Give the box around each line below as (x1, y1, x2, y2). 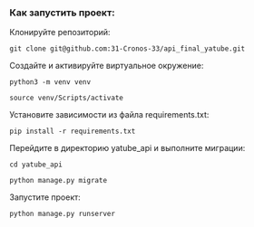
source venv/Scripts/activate (9, 93, 124, 103)
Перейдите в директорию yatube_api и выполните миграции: (9, 143, 246, 154)
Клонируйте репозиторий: (9, 27, 111, 38)
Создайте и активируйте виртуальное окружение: (9, 61, 204, 71)
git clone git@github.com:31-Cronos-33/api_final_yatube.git (9, 44, 246, 53)
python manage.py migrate (9, 176, 107, 185)
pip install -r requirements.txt (9, 127, 136, 137)
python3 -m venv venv (9, 78, 92, 87)
